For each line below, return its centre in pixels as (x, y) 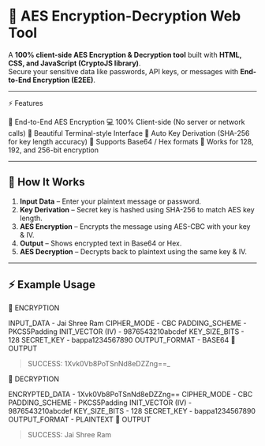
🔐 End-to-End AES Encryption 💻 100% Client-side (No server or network (127, 122)
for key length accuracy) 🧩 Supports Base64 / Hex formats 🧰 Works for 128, (131, 141)
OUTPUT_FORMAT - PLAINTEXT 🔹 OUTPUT (80, 419)
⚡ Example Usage (52, 285)
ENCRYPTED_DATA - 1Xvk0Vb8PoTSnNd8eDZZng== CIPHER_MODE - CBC (131, 394)
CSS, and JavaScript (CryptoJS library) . (75, 63)
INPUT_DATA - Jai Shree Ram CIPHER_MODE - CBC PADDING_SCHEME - (127, 323)
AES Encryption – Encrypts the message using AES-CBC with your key (135, 226)
